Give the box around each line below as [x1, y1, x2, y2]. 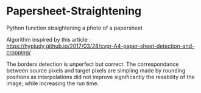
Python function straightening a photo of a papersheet [6, 24, 143, 31]
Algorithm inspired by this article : [6, 36, 91, 43]
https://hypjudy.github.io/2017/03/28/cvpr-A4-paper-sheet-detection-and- [6, 42, 195, 50]
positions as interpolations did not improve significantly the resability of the [6, 73, 195, 80]
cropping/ [6, 48, 31, 56]
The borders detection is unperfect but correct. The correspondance [6, 60, 179, 68]
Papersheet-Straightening [6, 4, 142, 18]
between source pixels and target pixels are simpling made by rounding [6, 66, 186, 74]
